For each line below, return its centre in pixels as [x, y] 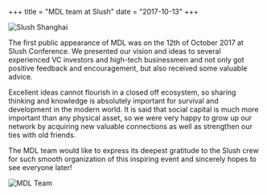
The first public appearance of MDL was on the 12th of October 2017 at [126, 43]
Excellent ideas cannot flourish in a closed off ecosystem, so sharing [122, 92]
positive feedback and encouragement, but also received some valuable [128, 68]
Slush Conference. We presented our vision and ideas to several [115, 51]
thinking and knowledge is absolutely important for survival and [113, 101]
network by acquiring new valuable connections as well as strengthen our [131, 126]
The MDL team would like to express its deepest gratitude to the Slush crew [133, 150]
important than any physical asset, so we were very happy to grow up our [130, 118]
